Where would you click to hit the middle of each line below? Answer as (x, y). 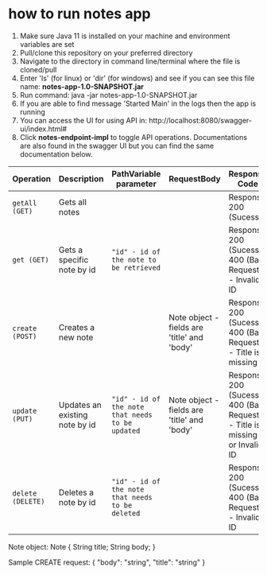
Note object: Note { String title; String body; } (82, 546)
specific (74, 259)
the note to (133, 260)
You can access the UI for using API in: (83, 120)
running (33, 111)
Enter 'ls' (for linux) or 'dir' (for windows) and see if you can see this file (137, 78)
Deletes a (76, 492)
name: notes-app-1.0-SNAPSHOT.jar (82, 86)
